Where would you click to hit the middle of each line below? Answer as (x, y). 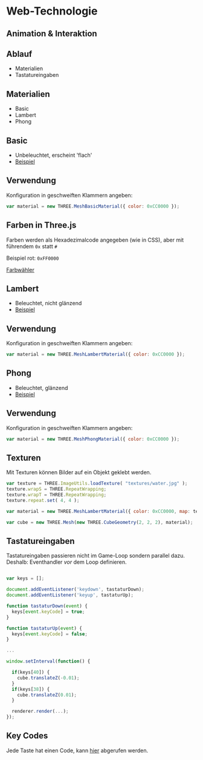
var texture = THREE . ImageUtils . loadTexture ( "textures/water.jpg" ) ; (97, 484)
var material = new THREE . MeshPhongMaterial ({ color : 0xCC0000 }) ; (93, 439)
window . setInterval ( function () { (48, 661)
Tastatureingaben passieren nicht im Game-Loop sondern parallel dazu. (96, 556)
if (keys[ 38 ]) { (31, 689)
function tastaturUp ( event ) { (44, 628)
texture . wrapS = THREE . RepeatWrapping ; (56, 489)
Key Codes (27, 736)
